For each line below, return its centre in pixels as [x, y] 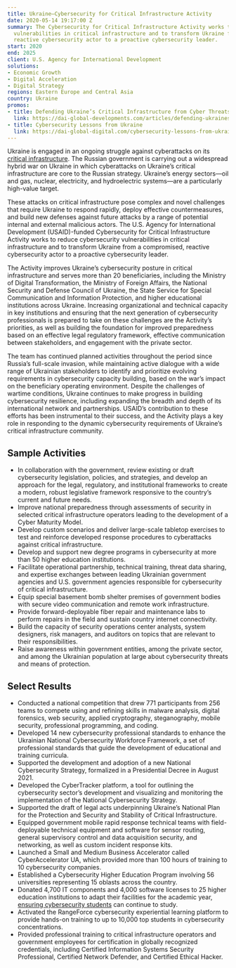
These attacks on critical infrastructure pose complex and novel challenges [116, 202]
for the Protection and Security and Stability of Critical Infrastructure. [117, 815]
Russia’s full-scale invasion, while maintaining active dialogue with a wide [113, 364]
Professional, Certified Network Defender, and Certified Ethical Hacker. [120, 957]
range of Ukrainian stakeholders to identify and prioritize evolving [102, 371]
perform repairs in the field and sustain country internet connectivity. [117, 620]
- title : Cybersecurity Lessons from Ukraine [75, 125]
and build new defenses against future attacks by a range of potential [108, 217]
